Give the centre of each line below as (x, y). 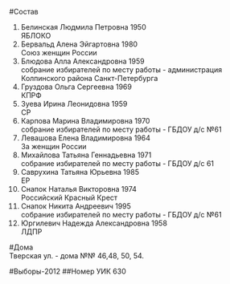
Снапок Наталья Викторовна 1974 (79, 189)
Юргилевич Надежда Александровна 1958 (94, 223)
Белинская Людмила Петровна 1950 (84, 27)
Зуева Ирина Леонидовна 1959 (74, 104)
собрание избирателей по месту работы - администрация (121, 70)
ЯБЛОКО (36, 36)
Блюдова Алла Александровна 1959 (82, 61)
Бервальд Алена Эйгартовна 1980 (79, 44)
